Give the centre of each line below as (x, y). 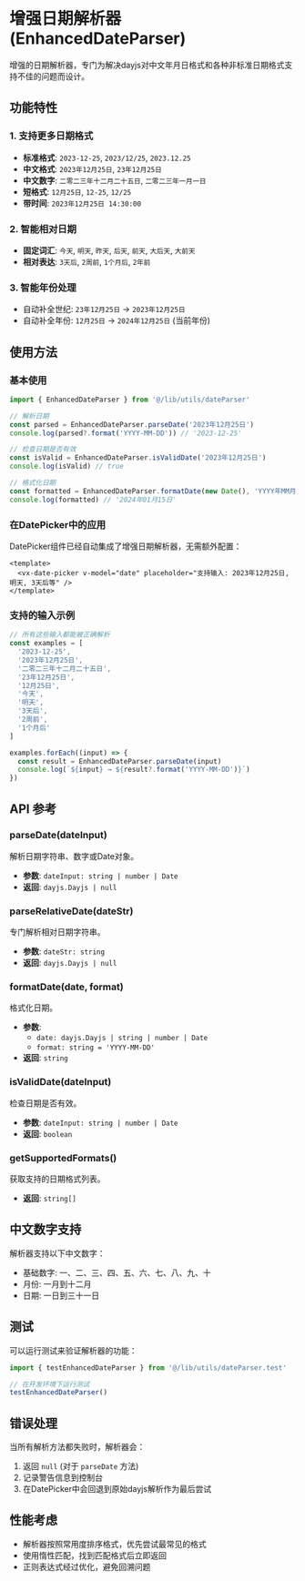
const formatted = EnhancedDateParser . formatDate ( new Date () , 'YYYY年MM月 (153, 491)
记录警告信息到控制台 (62, 1478)
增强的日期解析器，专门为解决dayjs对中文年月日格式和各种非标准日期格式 (147, 65)
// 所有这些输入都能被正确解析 (60, 635)
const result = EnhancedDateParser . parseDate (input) (120, 761)
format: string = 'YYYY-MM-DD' (96, 1048)
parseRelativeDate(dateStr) (71, 911)
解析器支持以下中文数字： (57, 1253)
